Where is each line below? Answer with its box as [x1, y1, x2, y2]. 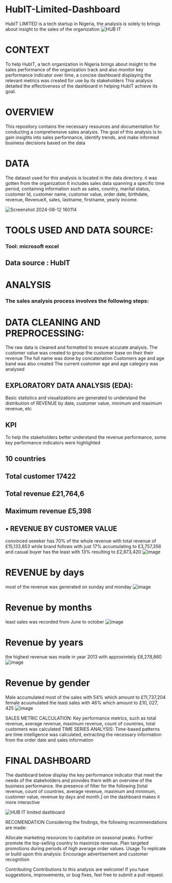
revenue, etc [5, 406, 32, 412]
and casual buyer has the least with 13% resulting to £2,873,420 [5, 549, 141, 555]
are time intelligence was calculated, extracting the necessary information [5, 731, 162, 738]
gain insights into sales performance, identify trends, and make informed [5, 134, 159, 140]
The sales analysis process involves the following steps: [5, 297, 149, 305]
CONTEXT [5, 44, 50, 56]
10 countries [5, 455, 46, 463]
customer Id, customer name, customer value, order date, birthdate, [5, 191, 149, 197]
